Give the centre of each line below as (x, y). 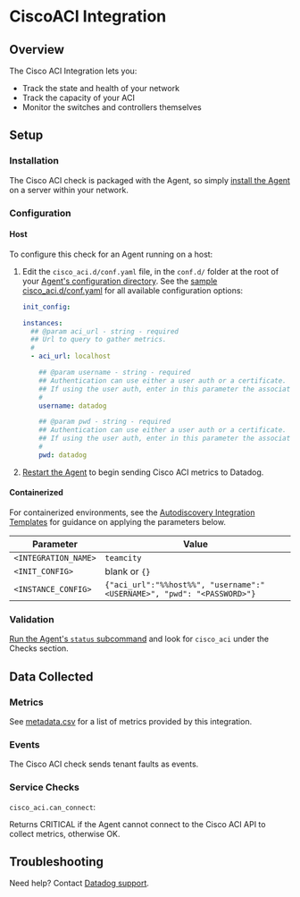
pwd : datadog (63, 455)
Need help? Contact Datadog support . (79, 884)
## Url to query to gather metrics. (99, 340)
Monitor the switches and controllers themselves (112, 107)
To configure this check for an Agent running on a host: (111, 254)
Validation (32, 619)
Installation (34, 161)
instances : (42, 323)
